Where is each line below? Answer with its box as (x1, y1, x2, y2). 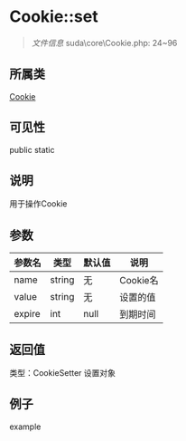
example (9, 421, 42, 432)
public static (9, 144, 56, 155)
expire (14, 308, 41, 321)
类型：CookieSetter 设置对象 (9, 368, 116, 378)
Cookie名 (119, 274, 159, 287)
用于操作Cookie (9, 198, 68, 209)
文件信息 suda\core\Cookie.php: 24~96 (31, 37, 178, 48)
